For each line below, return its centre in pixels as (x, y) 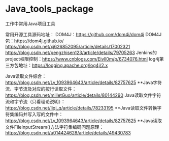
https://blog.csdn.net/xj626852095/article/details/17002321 (68, 46)
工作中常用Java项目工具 (30, 23)
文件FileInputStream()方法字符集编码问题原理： (55, 127)
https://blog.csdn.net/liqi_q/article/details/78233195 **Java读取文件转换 (81, 108)
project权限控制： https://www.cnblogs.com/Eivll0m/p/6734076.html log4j (82, 59)
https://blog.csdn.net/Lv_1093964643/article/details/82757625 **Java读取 (84, 121)
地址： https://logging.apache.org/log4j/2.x (63, 65)
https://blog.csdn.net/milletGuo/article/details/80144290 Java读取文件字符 (83, 95)
